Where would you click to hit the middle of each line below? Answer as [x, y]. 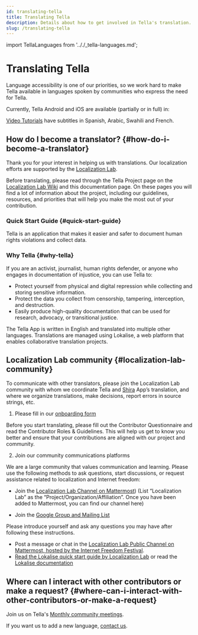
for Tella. [17, 98]
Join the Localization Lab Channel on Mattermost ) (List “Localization [98, 491]
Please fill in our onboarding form [55, 414]
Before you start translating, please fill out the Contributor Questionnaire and [99, 425]
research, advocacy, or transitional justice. [66, 317]
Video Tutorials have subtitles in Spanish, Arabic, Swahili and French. [90, 121]
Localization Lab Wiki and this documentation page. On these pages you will [99, 187]
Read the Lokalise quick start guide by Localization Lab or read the [96, 557]
